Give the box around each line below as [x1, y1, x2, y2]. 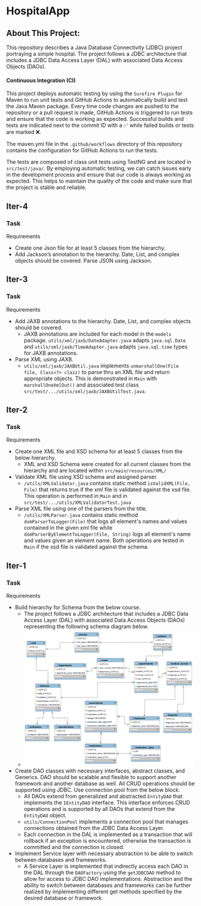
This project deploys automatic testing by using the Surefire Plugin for [6, 90, 182, 97]
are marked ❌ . [6, 129, 42, 136]
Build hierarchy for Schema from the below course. [14, 603, 141, 611]
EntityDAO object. [23, 811, 67, 819]
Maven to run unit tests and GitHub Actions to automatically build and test [6, 96, 188, 104]
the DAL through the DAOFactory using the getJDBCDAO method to [23, 869, 181, 876]
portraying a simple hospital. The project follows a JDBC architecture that [6, 50, 187, 57]
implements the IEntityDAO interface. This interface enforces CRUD [23, 799, 190, 806]
